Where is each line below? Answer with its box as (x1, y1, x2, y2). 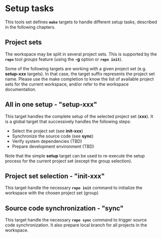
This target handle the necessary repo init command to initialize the (5, 185, 143, 191)
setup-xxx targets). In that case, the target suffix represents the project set (5, 71, 155, 77)
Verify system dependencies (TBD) (12, 138, 82, 144)
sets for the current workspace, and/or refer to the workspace (5, 81, 129, 87)
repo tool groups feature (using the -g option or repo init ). (5, 56, 123, 62)
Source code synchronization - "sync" (5, 204, 124, 212)
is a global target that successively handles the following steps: (5, 119, 132, 124)
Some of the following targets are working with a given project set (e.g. (5, 66, 147, 71)
